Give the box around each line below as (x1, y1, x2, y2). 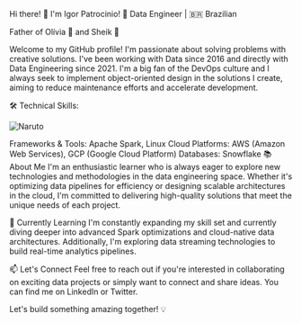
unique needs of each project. (9, 200, 121, 211)
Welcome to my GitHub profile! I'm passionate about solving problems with (9, 44, 287, 54)
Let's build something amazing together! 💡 (9, 304, 167, 314)
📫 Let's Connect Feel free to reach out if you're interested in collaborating (9, 264, 285, 274)
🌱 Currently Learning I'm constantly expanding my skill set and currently (9, 217, 277, 228)
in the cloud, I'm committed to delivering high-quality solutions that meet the (9, 190, 292, 201)
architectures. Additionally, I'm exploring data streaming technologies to (9, 237, 276, 247)
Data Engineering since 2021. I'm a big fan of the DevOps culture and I (9, 63, 270, 74)
